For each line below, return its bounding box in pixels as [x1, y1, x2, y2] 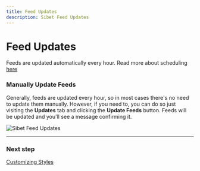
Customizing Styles [6, 159, 54, 166]
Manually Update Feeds [6, 81, 76, 89]
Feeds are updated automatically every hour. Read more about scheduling [6, 59, 187, 66]
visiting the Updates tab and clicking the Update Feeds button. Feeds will [6, 106, 187, 113]
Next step [6, 145, 35, 153]
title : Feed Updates [6, 8, 58, 15]
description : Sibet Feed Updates [6, 14, 89, 20]
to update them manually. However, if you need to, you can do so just [6, 100, 176, 107]
